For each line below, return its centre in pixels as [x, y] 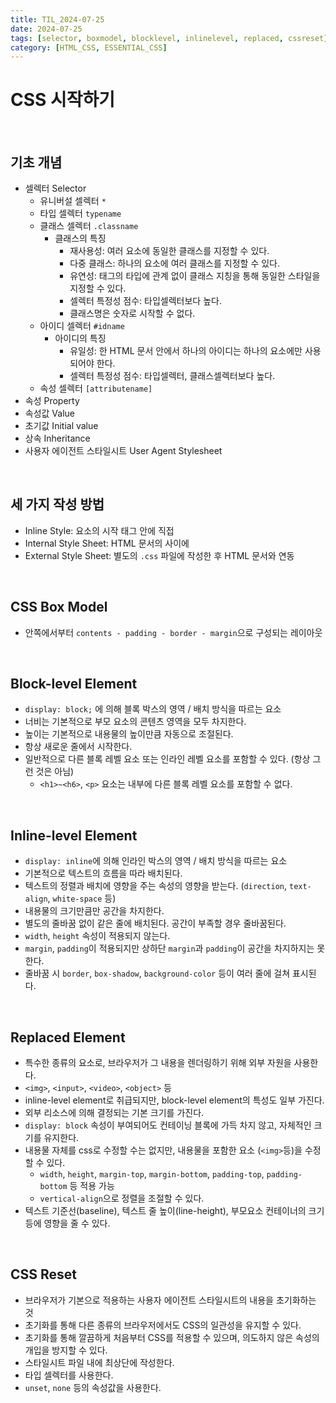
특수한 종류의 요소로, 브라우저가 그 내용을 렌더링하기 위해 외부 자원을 [158, 1063]
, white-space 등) [82, 898]
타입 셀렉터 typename [80, 213]
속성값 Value [50, 413]
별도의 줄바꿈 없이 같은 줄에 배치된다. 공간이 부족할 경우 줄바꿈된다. [155, 923]
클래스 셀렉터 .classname [89, 225]
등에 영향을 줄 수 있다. [67, 1223]
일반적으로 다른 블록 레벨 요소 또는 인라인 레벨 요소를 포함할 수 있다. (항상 [167, 759]
